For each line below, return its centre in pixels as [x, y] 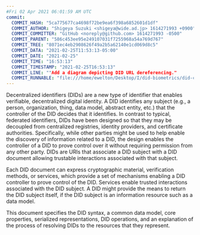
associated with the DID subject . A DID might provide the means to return [96, 189]
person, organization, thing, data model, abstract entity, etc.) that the [90, 108]
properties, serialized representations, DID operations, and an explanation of [100, 219]
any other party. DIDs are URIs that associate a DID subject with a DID [92, 152]
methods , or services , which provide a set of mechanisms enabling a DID [96, 176]
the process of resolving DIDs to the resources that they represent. [88, 225]
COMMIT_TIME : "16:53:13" [42, 61]
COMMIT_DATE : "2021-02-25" [45, 56]
